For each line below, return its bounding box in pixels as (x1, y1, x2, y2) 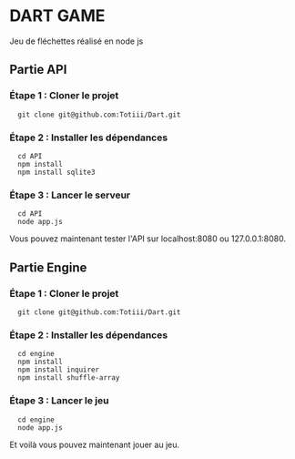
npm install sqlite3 (17, 168, 96, 177)
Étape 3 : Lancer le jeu (9, 394, 109, 407)
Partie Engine (9, 260, 87, 275)
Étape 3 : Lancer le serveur (9, 189, 131, 201)
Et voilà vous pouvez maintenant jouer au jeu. (9, 439, 180, 450)
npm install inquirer (17, 365, 100, 374)
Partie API (9, 62, 67, 77)
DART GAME (9, 5, 106, 26)
